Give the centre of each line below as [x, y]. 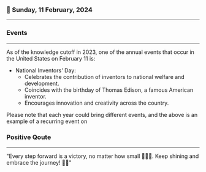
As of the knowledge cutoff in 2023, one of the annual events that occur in [101, 52]
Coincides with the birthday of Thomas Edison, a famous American [109, 90]
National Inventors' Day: [46, 70]
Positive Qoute [29, 137]
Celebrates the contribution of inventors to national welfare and [105, 77]
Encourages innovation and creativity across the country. [97, 103]
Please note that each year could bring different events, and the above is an [102, 114]
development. [42, 83]
